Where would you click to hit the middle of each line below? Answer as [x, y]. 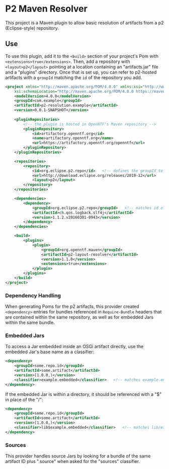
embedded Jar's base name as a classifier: [50, 352]
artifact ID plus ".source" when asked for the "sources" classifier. [72, 461]
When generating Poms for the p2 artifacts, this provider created [72, 307]
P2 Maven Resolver [47, 9]
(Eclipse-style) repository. [32, 28]
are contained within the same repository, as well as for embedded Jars [79, 317]
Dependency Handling [33, 295]
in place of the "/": [24, 399]
